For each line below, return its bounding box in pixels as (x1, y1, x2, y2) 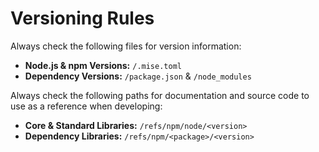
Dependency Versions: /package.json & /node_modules (24, 70, 252, 82)
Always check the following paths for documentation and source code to (10, 89, 310, 101)
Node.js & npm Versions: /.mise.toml (24, 59, 182, 71)
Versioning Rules (10, 7, 155, 30)
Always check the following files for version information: (10, 40, 242, 52)
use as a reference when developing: (10, 100, 163, 112)
